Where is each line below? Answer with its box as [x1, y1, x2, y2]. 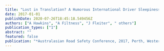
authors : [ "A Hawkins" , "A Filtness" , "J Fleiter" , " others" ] [5, 20, 137, 26]
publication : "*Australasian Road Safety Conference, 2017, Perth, [5, 39, 145, 44]
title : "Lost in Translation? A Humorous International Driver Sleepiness [5, 7, 161, 12]
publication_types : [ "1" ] [5, 25, 58, 30]
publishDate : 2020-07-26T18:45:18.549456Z [5, 16, 93, 21]
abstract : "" [5, 30, 32, 34]
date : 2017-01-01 [5, 12, 41, 17]
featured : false [5, 34, 38, 39]
